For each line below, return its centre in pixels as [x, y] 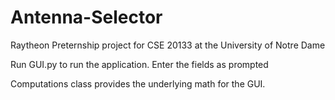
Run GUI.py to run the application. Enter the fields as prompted [139, 64]
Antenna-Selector [86, 17]
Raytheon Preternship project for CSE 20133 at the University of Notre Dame [168, 45]
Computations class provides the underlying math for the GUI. [138, 83]
